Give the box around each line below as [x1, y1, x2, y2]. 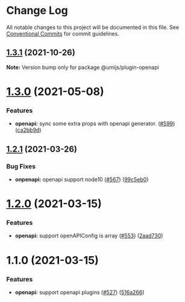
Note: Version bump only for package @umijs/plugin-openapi [6, 63, 160, 71]
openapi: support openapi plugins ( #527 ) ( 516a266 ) [14, 288, 145, 296]
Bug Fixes [6, 162, 36, 170]
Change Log [6, 4, 68, 18]
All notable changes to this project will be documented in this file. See [6, 24, 180, 31]
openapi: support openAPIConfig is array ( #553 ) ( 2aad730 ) [14, 232, 163, 239]
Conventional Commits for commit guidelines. [6, 30, 119, 37]
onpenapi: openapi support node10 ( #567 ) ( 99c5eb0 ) [14, 176, 149, 183]
